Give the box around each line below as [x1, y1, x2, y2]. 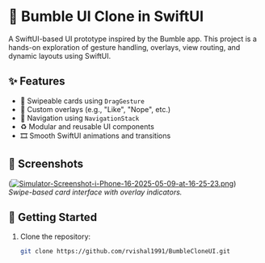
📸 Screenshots [8, 157, 84, 171]
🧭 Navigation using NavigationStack [19, 113, 140, 123]
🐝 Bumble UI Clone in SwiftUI [8, 7, 204, 26]
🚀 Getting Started [8, 210, 98, 224]
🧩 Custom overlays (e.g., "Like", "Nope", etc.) [19, 104, 171, 114]
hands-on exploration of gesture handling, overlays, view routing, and [8, 42, 241, 52]
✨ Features [8, 74, 65, 88]
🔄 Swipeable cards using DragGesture [19, 96, 145, 106]
